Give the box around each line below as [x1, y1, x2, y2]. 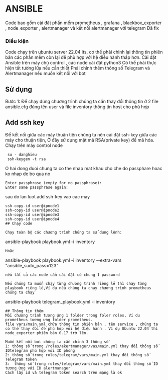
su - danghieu [7, 152, 37, 157]
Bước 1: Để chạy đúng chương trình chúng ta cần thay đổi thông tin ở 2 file [5, 99, 159, 105]
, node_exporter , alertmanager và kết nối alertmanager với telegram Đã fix [5, 25, 159, 31]
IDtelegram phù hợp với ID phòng [5, 348, 75, 353]
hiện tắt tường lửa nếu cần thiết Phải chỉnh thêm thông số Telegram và [5, 65, 150, 71]
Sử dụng [5, 85, 33, 94]
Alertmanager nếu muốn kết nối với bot [5, 70, 86, 77]
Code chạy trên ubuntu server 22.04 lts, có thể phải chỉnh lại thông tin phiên [5, 49, 163, 55]
